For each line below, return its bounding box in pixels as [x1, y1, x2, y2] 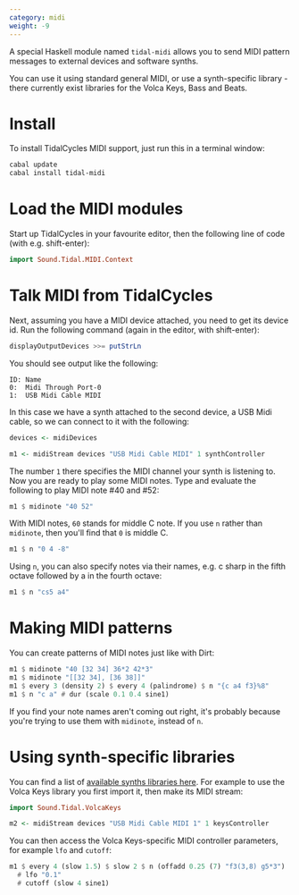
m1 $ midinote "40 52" [9, 502, 94, 511]
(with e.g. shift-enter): [9, 238, 90, 249]
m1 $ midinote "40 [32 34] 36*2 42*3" [9, 665, 154, 674]
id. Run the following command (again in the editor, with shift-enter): [9, 324, 261, 335]
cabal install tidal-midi [9, 169, 105, 178]
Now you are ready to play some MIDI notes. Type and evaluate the [9, 475, 257, 485]
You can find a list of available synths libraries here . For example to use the [9, 776, 286, 787]
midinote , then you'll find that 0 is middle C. [9, 528, 169, 538]
